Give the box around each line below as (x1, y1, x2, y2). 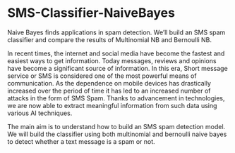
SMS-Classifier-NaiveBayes (7, 5, 175, 21)
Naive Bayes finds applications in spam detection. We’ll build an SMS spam (7, 28, 226, 36)
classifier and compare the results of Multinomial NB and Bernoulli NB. (7, 35, 212, 44)
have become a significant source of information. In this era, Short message (7, 64, 228, 72)
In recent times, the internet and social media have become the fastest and (7, 49, 225, 58)
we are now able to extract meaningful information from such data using (7, 101, 217, 109)
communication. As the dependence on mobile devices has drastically (7, 79, 212, 87)
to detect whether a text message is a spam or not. (7, 137, 155, 145)
